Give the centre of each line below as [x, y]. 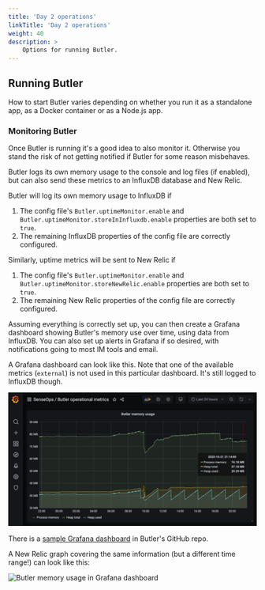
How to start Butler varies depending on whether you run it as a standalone [130, 102]
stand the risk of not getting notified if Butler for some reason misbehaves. [129, 157]
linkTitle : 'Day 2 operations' [60, 25]
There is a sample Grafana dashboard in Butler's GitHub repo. [108, 539]
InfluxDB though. [35, 382]
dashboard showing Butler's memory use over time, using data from [119, 333]
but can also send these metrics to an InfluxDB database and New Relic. [125, 180]
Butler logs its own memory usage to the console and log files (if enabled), [129, 172]
